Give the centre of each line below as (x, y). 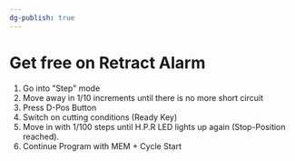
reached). (41, 136)
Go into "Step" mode (61, 88)
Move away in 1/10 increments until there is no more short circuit (143, 97)
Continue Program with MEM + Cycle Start (102, 146)
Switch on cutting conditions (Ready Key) (100, 117)
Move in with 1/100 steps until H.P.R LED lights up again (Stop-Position (154, 126)
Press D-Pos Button (59, 107)
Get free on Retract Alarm (108, 62)
